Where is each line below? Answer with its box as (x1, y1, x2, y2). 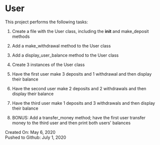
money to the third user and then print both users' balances (12, 120, 131, 126)
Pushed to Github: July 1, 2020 (5, 134, 66, 140)
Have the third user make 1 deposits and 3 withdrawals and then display (12, 100, 156, 106)
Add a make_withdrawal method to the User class (12, 43, 111, 48)
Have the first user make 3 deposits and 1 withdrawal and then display (12, 71, 152, 77)
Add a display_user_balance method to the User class (12, 52, 119, 58)
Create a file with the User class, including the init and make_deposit (12, 28, 149, 34)
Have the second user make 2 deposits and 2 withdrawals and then (12, 85, 146, 91)
